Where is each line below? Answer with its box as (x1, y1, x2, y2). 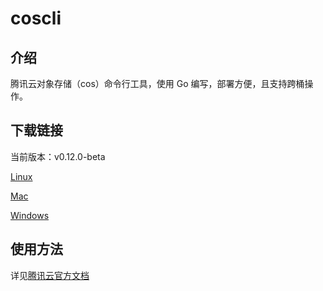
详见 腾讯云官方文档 (10, 269, 90, 281)
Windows (10, 209, 50, 221)
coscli (10, 7, 62, 30)
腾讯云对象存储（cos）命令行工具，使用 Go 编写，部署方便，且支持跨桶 (10, 78, 305, 89)
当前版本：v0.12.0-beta (10, 150, 106, 162)
